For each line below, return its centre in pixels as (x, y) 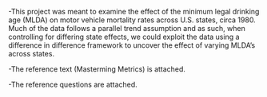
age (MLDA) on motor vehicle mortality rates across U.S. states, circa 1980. (132, 20)
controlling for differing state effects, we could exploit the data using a (124, 37)
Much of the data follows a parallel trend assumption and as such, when (127, 28)
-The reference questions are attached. (73, 84)
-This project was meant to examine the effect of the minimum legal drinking (134, 12)
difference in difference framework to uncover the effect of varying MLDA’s (132, 45)
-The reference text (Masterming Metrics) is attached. (97, 69)
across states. (31, 54)
